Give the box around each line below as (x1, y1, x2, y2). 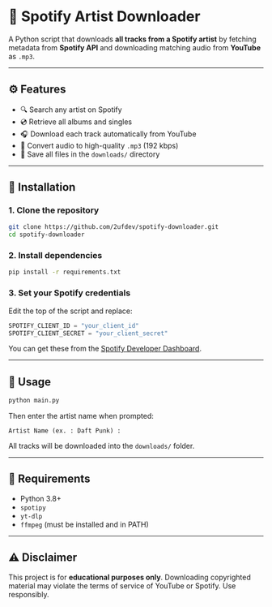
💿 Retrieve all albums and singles (19, 117, 133, 127)
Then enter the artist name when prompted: (8, 411, 154, 421)
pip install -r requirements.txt (8, 268, 121, 277)
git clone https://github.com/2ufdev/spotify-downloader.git (8, 223, 219, 231)
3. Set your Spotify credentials (8, 287, 131, 299)
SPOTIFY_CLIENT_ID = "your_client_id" (8, 321, 139, 329)
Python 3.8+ (19, 493, 62, 503)
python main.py (8, 397, 60, 405)
